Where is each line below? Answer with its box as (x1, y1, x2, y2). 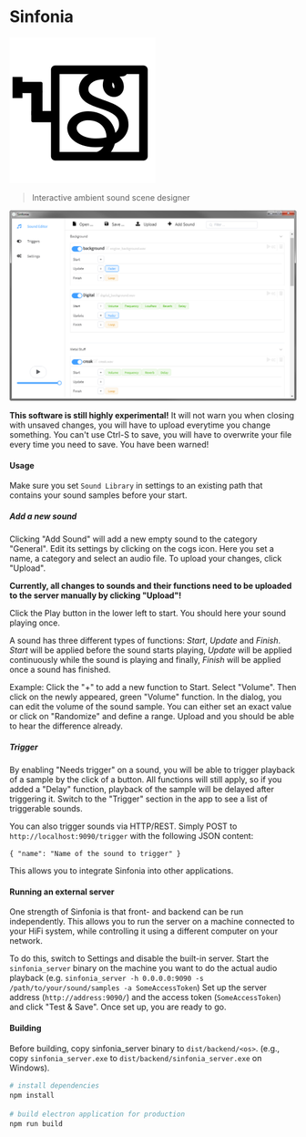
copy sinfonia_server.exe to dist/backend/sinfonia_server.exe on (9, 1052, 262, 1063)
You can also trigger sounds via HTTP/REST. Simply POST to (9, 821, 238, 832)
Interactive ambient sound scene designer (31, 191, 190, 202)
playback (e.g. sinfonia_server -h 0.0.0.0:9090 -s (9, 973, 204, 984)
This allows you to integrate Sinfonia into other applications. (9, 865, 234, 876)
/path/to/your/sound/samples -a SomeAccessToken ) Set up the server (9, 982, 267, 993)
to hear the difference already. (9, 720, 123, 731)
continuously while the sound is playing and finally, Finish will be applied (9, 655, 281, 666)
